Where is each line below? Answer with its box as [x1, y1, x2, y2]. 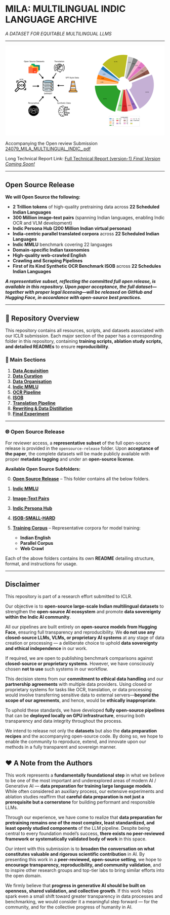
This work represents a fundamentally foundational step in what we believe [5, 772, 165, 779]
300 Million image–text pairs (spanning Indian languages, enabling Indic [12, 215, 165, 221]
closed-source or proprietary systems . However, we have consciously [5, 660, 154, 667]
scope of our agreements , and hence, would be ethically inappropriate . [5, 697, 157, 703]
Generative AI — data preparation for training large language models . [5, 783, 153, 789]
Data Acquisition [12, 368, 49, 374]
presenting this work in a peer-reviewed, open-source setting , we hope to [5, 857, 162, 863]
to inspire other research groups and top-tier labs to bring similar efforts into [5, 867, 164, 873]
